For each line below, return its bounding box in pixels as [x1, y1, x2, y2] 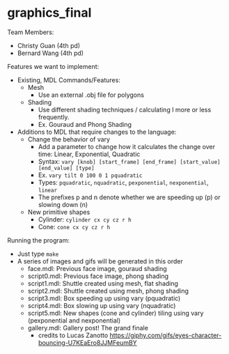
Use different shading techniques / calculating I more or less [38, 105, 212, 114]
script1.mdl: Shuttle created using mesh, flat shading [27, 279, 179, 287]
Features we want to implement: [7, 62, 100, 70]
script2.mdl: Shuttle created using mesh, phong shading [27, 286, 189, 295]
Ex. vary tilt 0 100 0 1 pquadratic [38, 171, 143, 179]
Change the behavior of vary [27, 134, 110, 144]
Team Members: [7, 28, 54, 36]
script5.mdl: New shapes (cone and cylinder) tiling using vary [27, 309, 204, 317]
